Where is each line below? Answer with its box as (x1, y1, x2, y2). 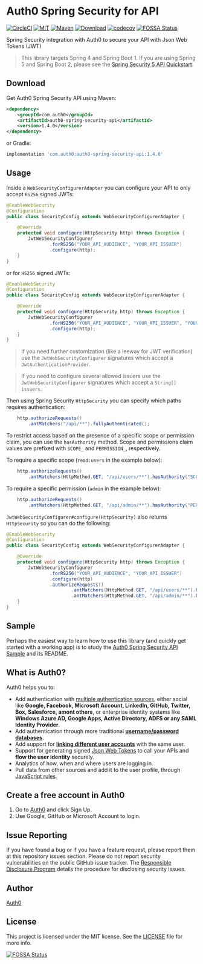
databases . (14, 734, 44, 741)
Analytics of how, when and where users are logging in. (14, 759, 153, 767)
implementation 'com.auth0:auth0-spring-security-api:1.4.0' (6, 151, 164, 158)
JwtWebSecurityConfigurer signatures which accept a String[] (21, 379, 176, 386)
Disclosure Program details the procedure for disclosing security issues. (6, 865, 186, 873)
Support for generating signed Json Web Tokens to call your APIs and (14, 746, 189, 754)
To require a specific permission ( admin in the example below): (6, 485, 161, 492)
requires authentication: (6, 404, 66, 411)
